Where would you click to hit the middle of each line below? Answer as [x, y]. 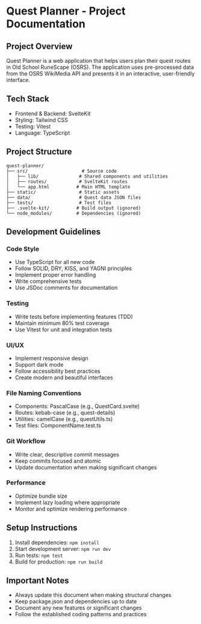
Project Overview [39, 46]
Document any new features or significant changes [78, 608]
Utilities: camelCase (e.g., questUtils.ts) [64, 419]
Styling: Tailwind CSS [41, 120]
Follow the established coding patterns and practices [81, 614]
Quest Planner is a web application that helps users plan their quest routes [98, 61]
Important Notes [38, 581]
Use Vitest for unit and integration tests [63, 329]
